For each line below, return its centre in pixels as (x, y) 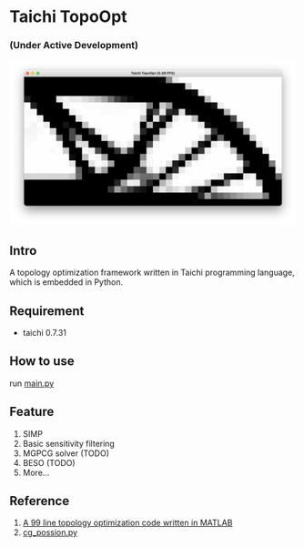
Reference (40, 501)
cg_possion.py (50, 532)
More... (36, 472)
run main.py (32, 383)
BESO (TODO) (49, 462)
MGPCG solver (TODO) (66, 453)
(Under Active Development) (74, 46)
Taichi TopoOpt (68, 17)
